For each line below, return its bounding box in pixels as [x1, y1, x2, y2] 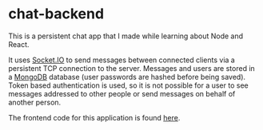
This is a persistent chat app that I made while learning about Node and [8, 31, 244, 41]
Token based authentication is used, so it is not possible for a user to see [8, 81, 249, 90]
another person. [8, 97, 62, 107]
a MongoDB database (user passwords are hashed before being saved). [8, 72, 246, 81]
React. [8, 39, 30, 49]
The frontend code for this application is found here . [8, 112, 181, 122]
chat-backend [8, 5, 105, 23]
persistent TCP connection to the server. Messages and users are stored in [8, 63, 256, 73]
